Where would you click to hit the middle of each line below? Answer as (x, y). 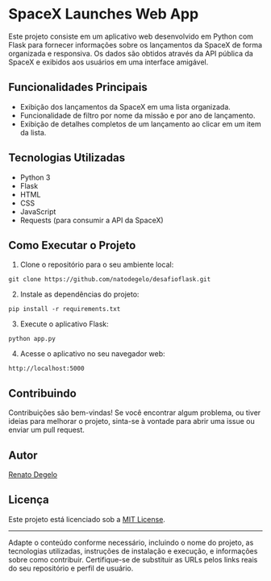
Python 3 (35, 177)
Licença (29, 500)
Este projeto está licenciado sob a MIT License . (87, 519)
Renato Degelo (33, 475)
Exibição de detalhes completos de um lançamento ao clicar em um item (140, 124)
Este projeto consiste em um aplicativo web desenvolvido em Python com (131, 36)
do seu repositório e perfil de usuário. (71, 568)
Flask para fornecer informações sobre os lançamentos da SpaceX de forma (135, 44)
